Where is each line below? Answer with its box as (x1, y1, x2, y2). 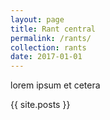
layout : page (10, 14, 65, 25)
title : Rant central (10, 24, 97, 34)
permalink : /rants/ (10, 33, 92, 43)
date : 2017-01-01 (10, 52, 83, 62)
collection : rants (10, 42, 87, 53)
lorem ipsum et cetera (10, 79, 101, 91)
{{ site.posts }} (10, 99, 71, 111)
